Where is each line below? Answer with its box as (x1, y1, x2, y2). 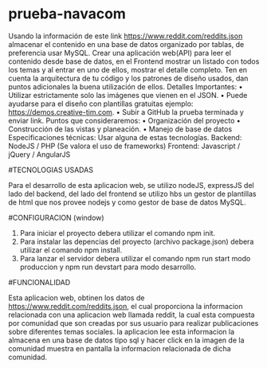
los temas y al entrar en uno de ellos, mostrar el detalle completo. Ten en (8, 65, 248, 74)
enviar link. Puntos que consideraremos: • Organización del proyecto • (8, 115, 241, 125)
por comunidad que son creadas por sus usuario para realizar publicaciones (8, 318, 259, 327)
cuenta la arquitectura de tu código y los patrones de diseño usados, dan (8, 73, 249, 83)
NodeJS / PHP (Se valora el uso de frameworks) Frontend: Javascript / (8, 141, 241, 151)
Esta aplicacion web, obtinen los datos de (8, 292, 145, 303)
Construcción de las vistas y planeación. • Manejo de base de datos (8, 124, 233, 134)
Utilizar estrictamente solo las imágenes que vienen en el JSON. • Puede (8, 90, 248, 100)
